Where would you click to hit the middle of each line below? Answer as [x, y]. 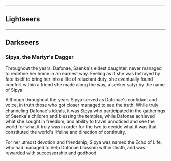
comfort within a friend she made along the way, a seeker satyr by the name [85, 84]
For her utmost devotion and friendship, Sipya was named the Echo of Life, [84, 142]
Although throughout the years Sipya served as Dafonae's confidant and [81, 99]
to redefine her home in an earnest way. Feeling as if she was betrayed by [83, 73]
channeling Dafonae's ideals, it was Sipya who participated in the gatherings [85, 111]
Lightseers [23, 19]
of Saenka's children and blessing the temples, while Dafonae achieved [80, 116]
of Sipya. [15, 90]
